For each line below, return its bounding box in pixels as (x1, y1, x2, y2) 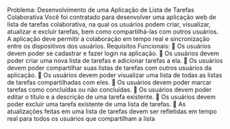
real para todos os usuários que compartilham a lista (7, 115, 155, 122)
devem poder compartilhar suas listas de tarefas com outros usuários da (7, 64, 212, 72)
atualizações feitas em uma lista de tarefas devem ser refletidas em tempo (7, 107, 217, 115)
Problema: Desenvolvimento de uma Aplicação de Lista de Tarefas (7, 6, 194, 14)
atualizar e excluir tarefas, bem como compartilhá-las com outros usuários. (7, 27, 219, 35)
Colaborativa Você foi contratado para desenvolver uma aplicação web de (7, 13, 217, 21)
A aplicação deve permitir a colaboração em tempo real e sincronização (7, 35, 210, 43)
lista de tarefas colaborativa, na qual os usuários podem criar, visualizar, (7, 20, 211, 28)
